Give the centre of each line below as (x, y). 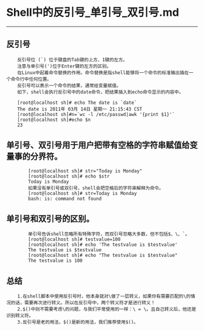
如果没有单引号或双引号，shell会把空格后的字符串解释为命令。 (96, 188)
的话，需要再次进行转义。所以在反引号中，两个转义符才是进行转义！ (83, 303)
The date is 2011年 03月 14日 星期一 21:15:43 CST (80, 109)
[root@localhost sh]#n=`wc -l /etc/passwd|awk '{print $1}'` (96, 114)
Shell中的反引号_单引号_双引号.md (93, 12)
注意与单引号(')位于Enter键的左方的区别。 (64, 66)
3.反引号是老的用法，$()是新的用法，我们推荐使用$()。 (78, 322)
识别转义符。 (20, 316)
